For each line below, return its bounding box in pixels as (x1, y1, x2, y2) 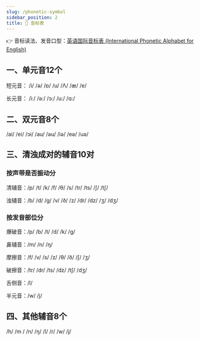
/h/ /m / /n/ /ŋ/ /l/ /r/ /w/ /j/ (6, 328, 72, 335)
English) (6, 46, 27, 53)
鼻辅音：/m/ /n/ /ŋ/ (6, 240, 53, 248)
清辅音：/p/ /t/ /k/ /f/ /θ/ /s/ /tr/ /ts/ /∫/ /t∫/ (6, 184, 108, 191)
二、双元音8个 (6, 114, 59, 124)
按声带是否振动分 (6, 169, 56, 178)
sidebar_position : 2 (6, 14, 58, 20)
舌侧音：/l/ (6, 279, 33, 286)
